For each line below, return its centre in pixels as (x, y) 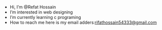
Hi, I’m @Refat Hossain (33, 7)
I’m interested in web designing (41, 12)
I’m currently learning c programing (45, 17)
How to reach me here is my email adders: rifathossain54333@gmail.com (83, 22)
